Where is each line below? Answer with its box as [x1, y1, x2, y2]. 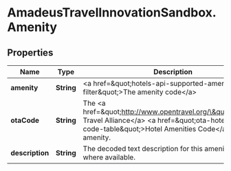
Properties [7, 47, 54, 58]
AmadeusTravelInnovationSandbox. [7, 5, 217, 21]
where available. [82, 152, 136, 162]
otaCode [10, 115, 40, 125]
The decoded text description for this [82, 144, 203, 153]
